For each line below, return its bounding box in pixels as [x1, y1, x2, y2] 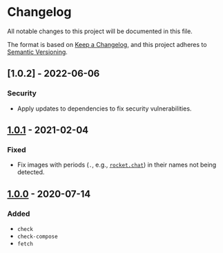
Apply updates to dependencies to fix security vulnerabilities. [17, 104, 192, 113]
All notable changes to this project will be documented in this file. [7, 27, 193, 35]
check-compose [17, 233, 58, 240]
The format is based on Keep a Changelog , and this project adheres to [7, 40, 207, 48]
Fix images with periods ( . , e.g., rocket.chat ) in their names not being [17, 160, 217, 169]
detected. [17, 168, 45, 176]
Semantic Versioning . [7, 48, 68, 56]
